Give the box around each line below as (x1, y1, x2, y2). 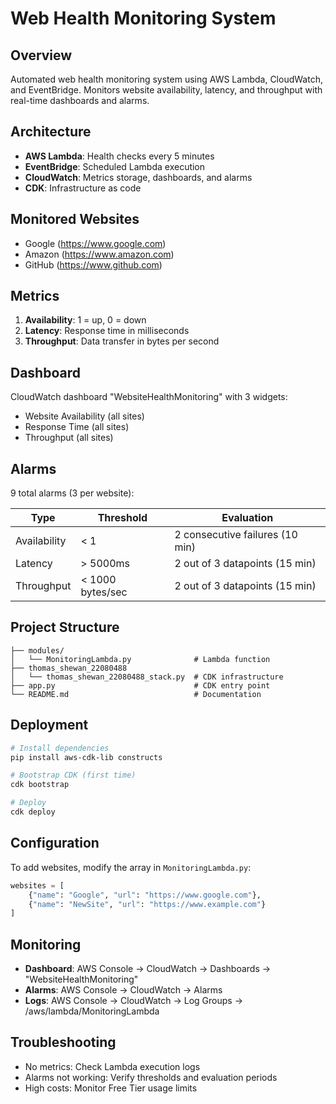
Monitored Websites (10, 211, 140, 228)
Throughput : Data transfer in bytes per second (24, 335, 220, 347)
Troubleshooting (10, 1034, 117, 1051)
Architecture (10, 123, 92, 141)
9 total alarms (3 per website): (10, 487, 135, 499)
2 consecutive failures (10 (174, 528, 298, 542)
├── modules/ (10, 645, 65, 656)
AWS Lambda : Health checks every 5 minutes (24, 150, 215, 162)
